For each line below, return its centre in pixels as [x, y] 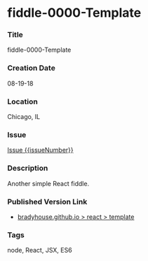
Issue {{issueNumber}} [40, 150]
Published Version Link [47, 202]
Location [23, 101]
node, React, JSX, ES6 [40, 251]
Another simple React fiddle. [48, 183]
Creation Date [32, 68]
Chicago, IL [24, 117]
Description [28, 168]
